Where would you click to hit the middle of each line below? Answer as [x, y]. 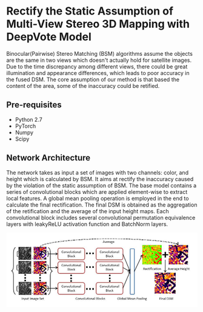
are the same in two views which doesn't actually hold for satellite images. [99, 60]
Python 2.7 [28, 119]
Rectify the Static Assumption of [90, 11]
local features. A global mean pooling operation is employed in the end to [98, 198]
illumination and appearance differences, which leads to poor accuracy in [98, 73]
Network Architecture [48, 158]
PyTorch [25, 126]
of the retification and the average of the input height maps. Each [88, 211]
